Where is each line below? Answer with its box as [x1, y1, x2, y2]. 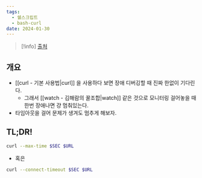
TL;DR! [6, 127, 33, 137]
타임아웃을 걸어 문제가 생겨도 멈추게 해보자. [14, 109, 117, 117]
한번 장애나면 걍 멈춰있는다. [24, 102, 89, 109]
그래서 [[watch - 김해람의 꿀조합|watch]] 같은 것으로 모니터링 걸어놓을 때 [24, 94, 197, 102]
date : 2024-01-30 [6, 25, 50, 32]
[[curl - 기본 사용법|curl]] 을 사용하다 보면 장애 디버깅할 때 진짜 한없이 [14, 79, 179, 87]
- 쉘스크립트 [11, 14, 38, 20]
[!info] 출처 [21, 43, 48, 50]
